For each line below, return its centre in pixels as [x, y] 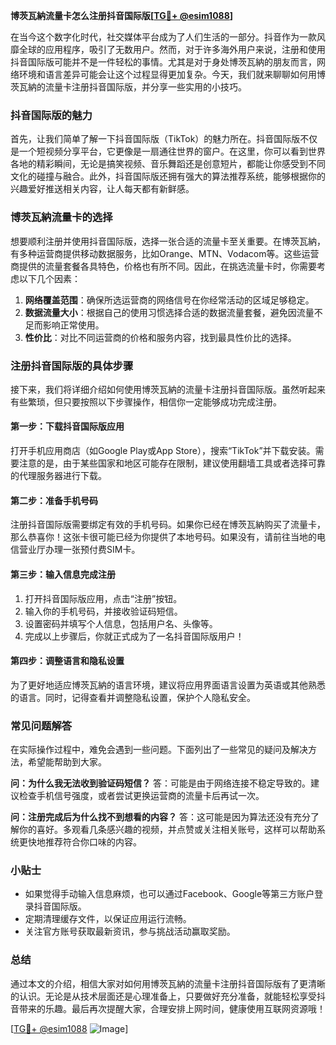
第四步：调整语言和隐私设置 [67, 661]
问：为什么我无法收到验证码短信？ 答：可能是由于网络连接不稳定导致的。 [160, 783]
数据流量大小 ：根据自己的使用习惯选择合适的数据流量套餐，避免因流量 [169, 312]
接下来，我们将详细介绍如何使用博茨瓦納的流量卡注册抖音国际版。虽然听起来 [168, 389]
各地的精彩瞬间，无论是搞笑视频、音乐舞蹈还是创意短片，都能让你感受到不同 [168, 164]
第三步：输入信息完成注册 [63, 574]
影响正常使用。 [73, 325]
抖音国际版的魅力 [51, 115]
